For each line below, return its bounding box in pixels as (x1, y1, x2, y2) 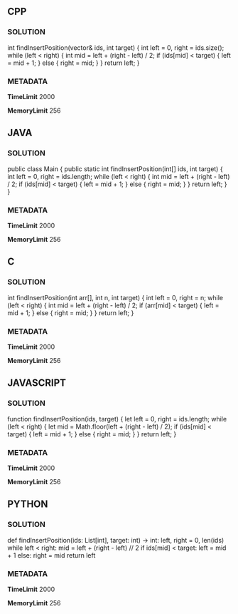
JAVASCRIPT (7, 377, 66, 389)
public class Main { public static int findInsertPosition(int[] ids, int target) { (7, 164, 223, 173)
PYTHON (7, 498, 48, 511)
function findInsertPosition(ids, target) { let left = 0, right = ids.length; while (7, 414, 227, 423)
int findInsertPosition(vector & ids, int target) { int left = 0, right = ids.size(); (7, 43, 225, 52)
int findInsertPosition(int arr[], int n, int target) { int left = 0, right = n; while (7, 293, 224, 302)
